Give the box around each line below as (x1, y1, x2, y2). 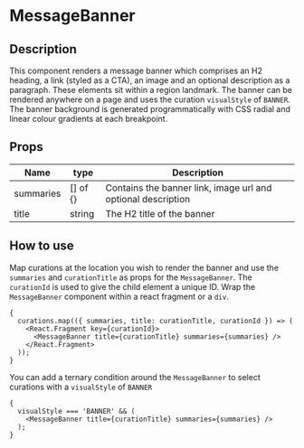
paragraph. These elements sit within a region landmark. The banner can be (9, 85, 292, 95)
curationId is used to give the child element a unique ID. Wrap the (9, 281, 256, 292)
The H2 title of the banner (105, 207, 215, 219)
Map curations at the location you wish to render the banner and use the (9, 262, 279, 273)
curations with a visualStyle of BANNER (9, 381, 152, 392)
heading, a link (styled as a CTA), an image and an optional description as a (9, 75, 290, 86)
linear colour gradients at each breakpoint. (9, 114, 168, 124)
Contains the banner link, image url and (105, 182, 272, 194)
